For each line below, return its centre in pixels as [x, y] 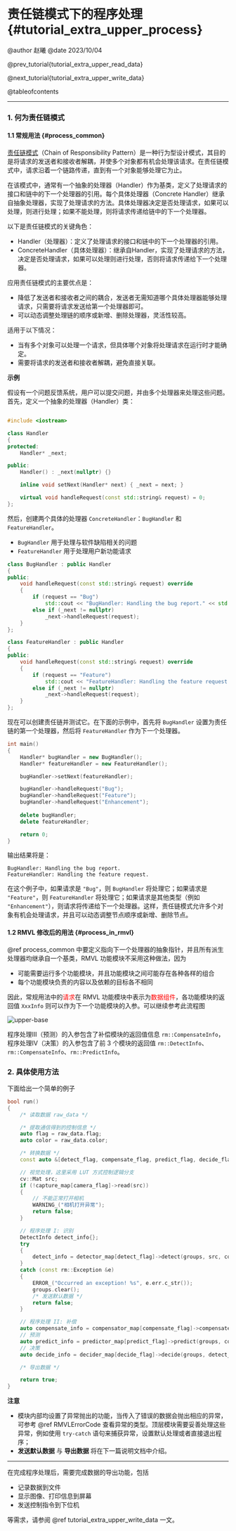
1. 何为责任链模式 [36, 117]
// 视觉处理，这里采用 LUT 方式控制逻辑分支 [77, 1172]
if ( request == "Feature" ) [72, 675]
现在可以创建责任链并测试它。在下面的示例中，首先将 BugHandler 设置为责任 [117, 722]
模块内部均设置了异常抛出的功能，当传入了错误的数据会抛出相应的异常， [122, 1416]
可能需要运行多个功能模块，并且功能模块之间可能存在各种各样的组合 [116, 973]
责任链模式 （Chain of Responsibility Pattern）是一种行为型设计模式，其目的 [117, 153]
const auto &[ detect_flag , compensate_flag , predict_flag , [108, 1160]
